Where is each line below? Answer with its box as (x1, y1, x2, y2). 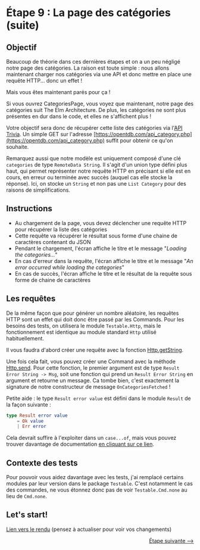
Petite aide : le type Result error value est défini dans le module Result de (6, 395, 192, 402)
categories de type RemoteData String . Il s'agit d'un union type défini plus (6, 161, 187, 168)
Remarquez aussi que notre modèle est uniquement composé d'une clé (6, 155, 182, 162)
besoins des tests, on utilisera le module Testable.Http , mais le (6, 322, 161, 329)
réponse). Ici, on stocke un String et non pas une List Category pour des (6, 180, 186, 187)
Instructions (6, 204, 52, 214)
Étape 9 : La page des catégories (6, 6, 171, 20)
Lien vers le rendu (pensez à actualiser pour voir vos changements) (6, 526, 171, 533)
